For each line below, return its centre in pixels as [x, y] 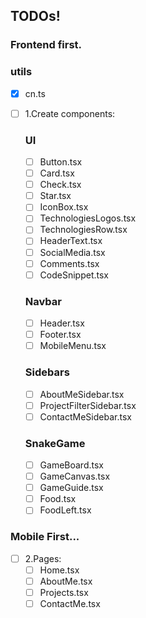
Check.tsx [60, 185]
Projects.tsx [64, 592]
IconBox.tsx [64, 207]
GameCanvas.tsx [75, 476]
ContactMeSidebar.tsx [85, 416]
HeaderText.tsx [71, 241]
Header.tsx [62, 323]
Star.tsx [55, 196]
